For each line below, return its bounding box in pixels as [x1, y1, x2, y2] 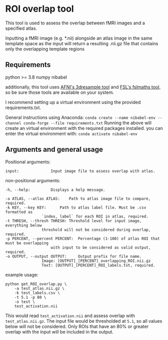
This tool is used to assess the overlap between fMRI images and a [5, 20, 145, 26]
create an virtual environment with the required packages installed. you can [5, 125, 163, 131]
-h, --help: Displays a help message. [5, 187, 106, 192]
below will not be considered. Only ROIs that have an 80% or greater [5, 323, 149, 329]
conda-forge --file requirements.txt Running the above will [23, 120, 152, 126]
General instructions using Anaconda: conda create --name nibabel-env [5, 114, 156, 120]
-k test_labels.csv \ [14, 290, 60, 295]
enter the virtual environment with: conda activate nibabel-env [5, 130, 138, 137]
